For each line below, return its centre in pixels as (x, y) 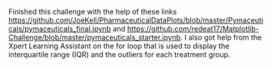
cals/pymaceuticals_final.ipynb (60, 29)
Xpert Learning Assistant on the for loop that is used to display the (119, 46)
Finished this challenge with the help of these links (93, 12)
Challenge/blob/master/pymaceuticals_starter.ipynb (94, 37)
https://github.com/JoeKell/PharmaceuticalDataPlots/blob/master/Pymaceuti (136, 20)
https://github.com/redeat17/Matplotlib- (193, 29)
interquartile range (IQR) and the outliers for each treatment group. (119, 54)
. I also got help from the (221, 37)
